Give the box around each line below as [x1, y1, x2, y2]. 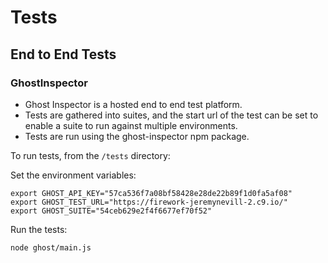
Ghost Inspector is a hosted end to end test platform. [24, 98, 243, 110]
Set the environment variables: [10, 169, 137, 181]
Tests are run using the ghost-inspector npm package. [24, 130, 250, 142]
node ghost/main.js [10, 242, 92, 253]
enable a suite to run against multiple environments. [24, 119, 238, 131]
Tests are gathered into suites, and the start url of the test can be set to [24, 109, 319, 121]
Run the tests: [10, 223, 68, 235]
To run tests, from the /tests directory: [10, 149, 171, 161]
